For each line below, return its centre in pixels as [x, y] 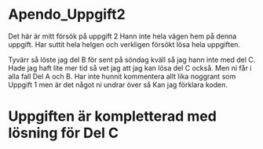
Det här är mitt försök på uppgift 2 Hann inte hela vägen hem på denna [122, 36]
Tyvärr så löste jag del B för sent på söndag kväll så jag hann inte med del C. [132, 60]
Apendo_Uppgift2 [67, 15]
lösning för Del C [64, 133]
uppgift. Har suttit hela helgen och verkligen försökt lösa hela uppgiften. [124, 44]
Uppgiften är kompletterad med [113, 116]
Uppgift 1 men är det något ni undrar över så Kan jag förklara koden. [118, 85]
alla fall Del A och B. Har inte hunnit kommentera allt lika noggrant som [122, 76]
